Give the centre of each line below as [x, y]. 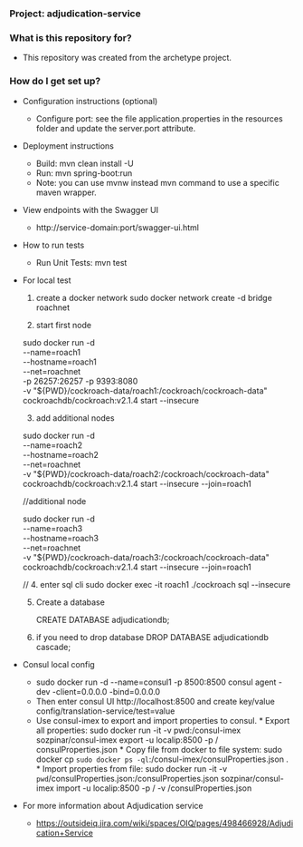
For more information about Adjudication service [113, 805]
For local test [47, 280]
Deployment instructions [68, 146]
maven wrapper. [66, 192]
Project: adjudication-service [76, 14]
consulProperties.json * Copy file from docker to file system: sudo [159, 749]
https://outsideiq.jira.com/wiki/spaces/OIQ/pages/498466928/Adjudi [165, 823]
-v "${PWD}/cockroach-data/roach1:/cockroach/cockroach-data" [145, 390]
